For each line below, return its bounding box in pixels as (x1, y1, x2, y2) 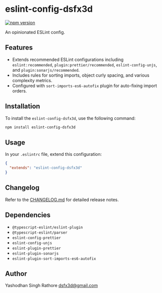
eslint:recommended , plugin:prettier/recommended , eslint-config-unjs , (12, 61, 157, 67)
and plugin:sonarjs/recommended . (12, 67, 80, 73)
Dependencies (5, 211, 51, 219)
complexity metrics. (12, 77, 53, 83)
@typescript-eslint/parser (12, 230, 68, 235)
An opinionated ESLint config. (5, 29, 65, 35)
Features (5, 43, 33, 52)
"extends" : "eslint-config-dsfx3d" (9, 166, 82, 171)
